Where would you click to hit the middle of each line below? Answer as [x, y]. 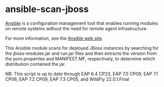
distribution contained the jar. [36, 64]
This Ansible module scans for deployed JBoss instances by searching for [82, 48]
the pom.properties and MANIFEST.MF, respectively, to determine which [80, 58]
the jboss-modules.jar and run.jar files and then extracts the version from [81, 53]
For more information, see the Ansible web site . [54, 38]
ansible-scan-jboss [47, 9]
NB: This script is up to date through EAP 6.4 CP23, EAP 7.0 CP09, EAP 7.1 [82, 73]
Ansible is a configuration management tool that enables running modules [82, 23]
